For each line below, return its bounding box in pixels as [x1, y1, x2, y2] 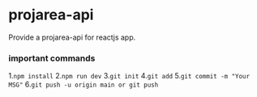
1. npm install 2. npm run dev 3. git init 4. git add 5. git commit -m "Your [8, 71, 250, 81]
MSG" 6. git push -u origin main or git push [8, 79, 159, 90]
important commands [8, 53, 96, 64]
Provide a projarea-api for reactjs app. [8, 32, 136, 42]
